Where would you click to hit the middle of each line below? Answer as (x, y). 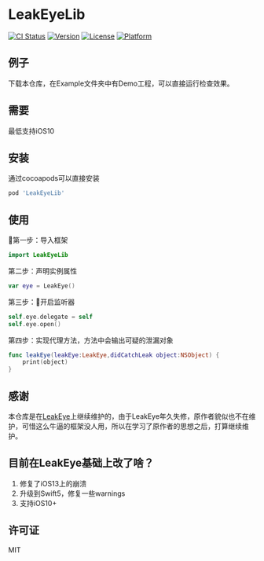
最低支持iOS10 (31, 130)
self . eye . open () (35, 324)
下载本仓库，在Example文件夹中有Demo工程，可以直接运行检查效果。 (121, 83)
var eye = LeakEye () (42, 286)
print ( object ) (45, 362)
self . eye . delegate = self (50, 317)
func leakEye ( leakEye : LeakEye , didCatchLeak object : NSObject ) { (114, 355)
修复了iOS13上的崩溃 (53, 483)
